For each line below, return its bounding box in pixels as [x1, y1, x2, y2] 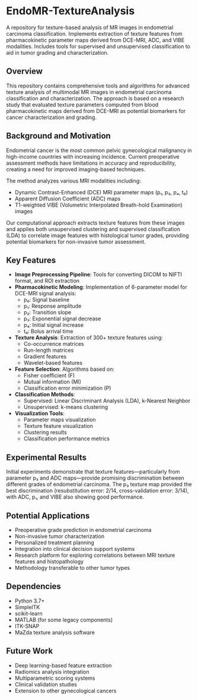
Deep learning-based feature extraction [14, 661, 112, 669]
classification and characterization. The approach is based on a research [6, 94, 184, 102]
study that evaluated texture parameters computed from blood [6, 101, 159, 108]
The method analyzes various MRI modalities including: [6, 177, 141, 184]
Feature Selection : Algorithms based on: [14, 365, 114, 373]
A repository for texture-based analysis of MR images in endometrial [6, 24, 174, 31]
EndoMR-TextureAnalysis [6, 4, 135, 18]
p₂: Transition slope [23, 309, 72, 316]
